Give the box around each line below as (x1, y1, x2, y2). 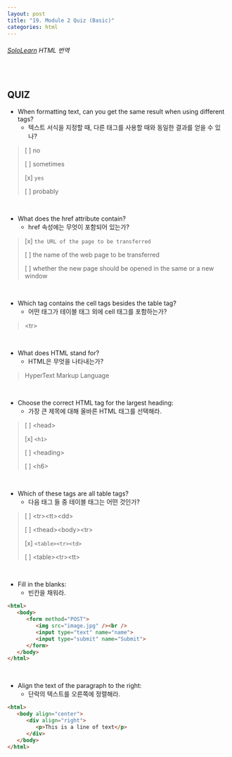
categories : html (7, 23, 58, 30)
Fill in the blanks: (17, 580, 67, 589)
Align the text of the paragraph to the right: (17, 682, 142, 690)
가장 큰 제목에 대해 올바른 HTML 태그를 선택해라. (27, 407, 162, 416)
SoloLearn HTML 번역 (7, 46, 70, 54)
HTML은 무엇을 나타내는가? (27, 357, 104, 366)
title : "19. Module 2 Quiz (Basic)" (7, 17, 115, 24)
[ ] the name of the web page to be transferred (24, 251, 160, 259)
